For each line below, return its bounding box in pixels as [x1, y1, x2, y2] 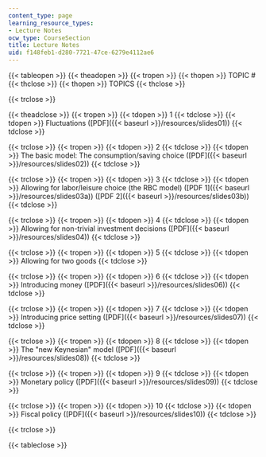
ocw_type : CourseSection [8, 33, 91, 42]
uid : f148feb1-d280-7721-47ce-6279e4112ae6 [8, 49, 155, 57]
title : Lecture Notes [8, 41, 80, 49]
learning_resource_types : [8, 19, 94, 27]
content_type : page [8, 11, 73, 20]
